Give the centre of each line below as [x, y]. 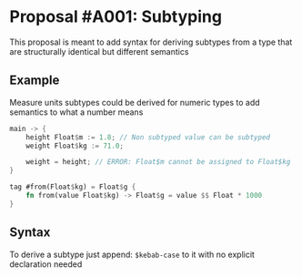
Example [35, 81]
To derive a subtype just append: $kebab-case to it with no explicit [132, 254]
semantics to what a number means [76, 112]
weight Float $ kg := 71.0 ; [75, 146]
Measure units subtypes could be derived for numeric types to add [135, 102]
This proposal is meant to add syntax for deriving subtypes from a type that [151, 42]
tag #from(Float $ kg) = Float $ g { [73, 187]
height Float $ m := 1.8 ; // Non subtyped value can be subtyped [148, 137]
